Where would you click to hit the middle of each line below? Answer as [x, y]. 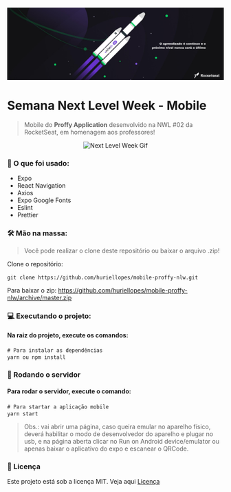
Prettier [27, 215]
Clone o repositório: [35, 264]
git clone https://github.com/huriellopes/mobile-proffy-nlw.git [102, 278]
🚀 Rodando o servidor [44, 375]
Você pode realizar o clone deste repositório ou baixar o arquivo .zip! [122, 251]
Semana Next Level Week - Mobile [107, 106]
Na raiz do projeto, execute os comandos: [68, 335]
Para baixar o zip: [32, 291]
